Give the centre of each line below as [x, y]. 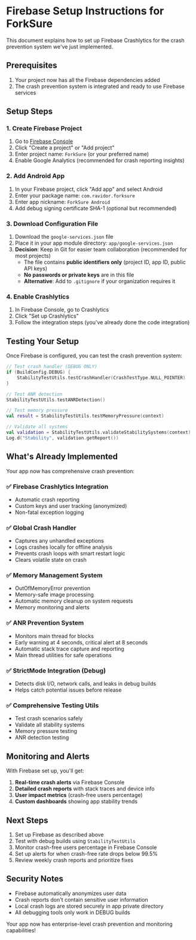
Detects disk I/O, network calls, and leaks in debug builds [85, 684]
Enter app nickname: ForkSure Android [62, 202]
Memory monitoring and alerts [52, 607]
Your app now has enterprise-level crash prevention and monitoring [90, 924]
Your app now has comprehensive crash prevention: [71, 471]
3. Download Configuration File [52, 224]
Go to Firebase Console [44, 141]
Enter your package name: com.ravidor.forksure [75, 195]
